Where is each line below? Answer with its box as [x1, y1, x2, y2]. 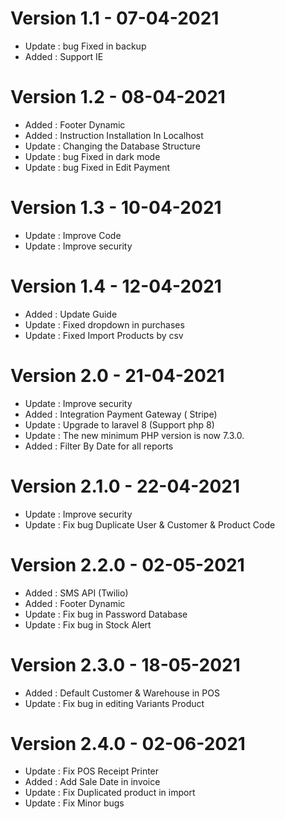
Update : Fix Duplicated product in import [24, 787, 196, 799]
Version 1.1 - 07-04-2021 [10, 7, 220, 30]
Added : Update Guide [24, 308, 118, 320]
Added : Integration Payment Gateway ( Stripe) [24, 408, 218, 420]
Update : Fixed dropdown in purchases [24, 318, 185, 331]
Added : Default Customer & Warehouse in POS [24, 687, 220, 699]
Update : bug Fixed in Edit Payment [24, 161, 171, 173]
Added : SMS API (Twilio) [24, 587, 129, 599]
